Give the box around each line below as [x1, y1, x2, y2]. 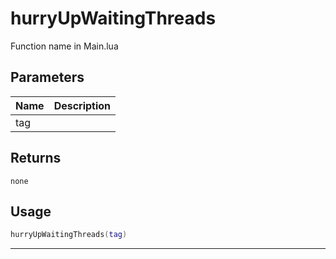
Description [53, 98, 112, 112]
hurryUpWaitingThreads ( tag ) [10, 230, 128, 240]
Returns [10, 150, 62, 167]
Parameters [10, 69, 85, 86]
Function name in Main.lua [10, 40, 119, 52]
